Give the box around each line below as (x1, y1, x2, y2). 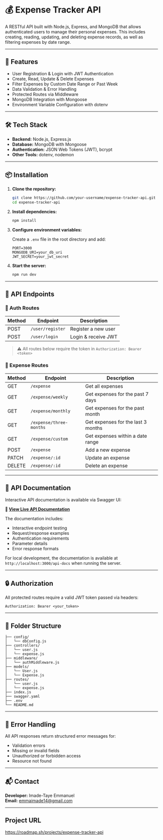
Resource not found (12, 758, 52, 764)
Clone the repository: (12, 186, 56, 192)
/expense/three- (31, 420, 68, 425)
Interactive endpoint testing (12, 525, 67, 531)
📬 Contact (5, 777, 39, 786)
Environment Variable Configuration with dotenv (12, 101, 108, 107)
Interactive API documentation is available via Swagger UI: (5, 496, 122, 503)
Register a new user (70, 325, 115, 332)
